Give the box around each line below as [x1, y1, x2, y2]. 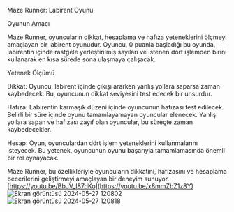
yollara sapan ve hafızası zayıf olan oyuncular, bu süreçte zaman [7, 118, 193, 126]
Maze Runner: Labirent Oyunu [7, 6, 94, 14]
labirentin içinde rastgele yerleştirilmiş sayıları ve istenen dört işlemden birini [7, 48, 227, 56]
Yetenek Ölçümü [7, 69, 55, 77]
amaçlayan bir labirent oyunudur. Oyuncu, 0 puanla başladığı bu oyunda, [7, 40, 216, 48]
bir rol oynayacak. [7, 153, 59, 162]
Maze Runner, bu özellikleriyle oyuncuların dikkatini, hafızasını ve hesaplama [7, 167, 227, 175]
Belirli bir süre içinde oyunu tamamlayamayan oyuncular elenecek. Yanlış [7, 111, 217, 119]
